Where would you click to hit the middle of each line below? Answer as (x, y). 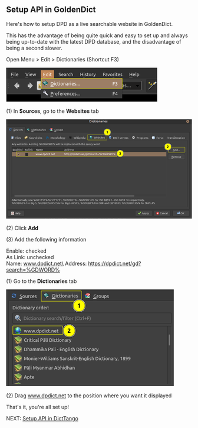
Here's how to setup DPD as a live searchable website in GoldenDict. (90, 24)
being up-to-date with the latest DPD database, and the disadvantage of (94, 41)
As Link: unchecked (30, 257)
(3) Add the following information (46, 240)
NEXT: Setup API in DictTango (42, 419)
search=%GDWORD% (33, 270)
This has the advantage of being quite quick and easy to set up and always (97, 35)
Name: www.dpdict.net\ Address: (47, 264)
